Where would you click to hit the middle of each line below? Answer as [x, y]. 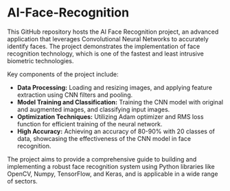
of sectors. [22, 181]
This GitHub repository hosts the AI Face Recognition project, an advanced [113, 32]
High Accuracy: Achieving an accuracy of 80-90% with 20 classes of [116, 131]
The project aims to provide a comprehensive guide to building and [102, 159]
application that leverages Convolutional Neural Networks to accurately [108, 38]
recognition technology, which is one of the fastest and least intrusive [106, 54]
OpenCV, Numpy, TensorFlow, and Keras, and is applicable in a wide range [113, 174]
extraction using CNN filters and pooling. [75, 95]
